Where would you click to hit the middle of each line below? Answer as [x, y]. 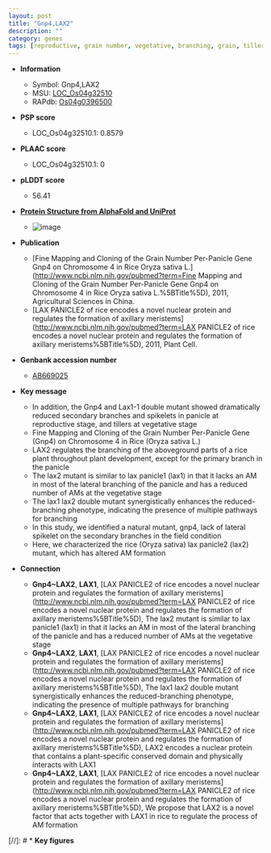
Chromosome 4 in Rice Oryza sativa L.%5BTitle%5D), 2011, [130, 293]
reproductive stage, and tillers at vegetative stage [115, 424]
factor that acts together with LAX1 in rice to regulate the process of [145, 817]
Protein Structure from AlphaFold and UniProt [98, 212]
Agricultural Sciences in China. [83, 302]
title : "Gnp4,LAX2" [41, 23]
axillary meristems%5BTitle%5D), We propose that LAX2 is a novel [143, 808]
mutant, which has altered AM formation [99, 553]
